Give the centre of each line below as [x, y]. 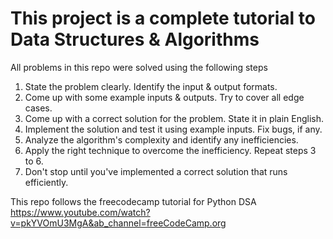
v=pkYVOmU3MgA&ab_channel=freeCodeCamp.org [118, 223]
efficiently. [46, 182]
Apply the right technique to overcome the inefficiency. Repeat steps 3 [170, 150]
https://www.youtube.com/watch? [80, 212]
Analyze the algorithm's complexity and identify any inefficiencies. [161, 139]
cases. [38, 108]
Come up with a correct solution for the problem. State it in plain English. [174, 118]
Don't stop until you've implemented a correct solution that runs [156, 171]
